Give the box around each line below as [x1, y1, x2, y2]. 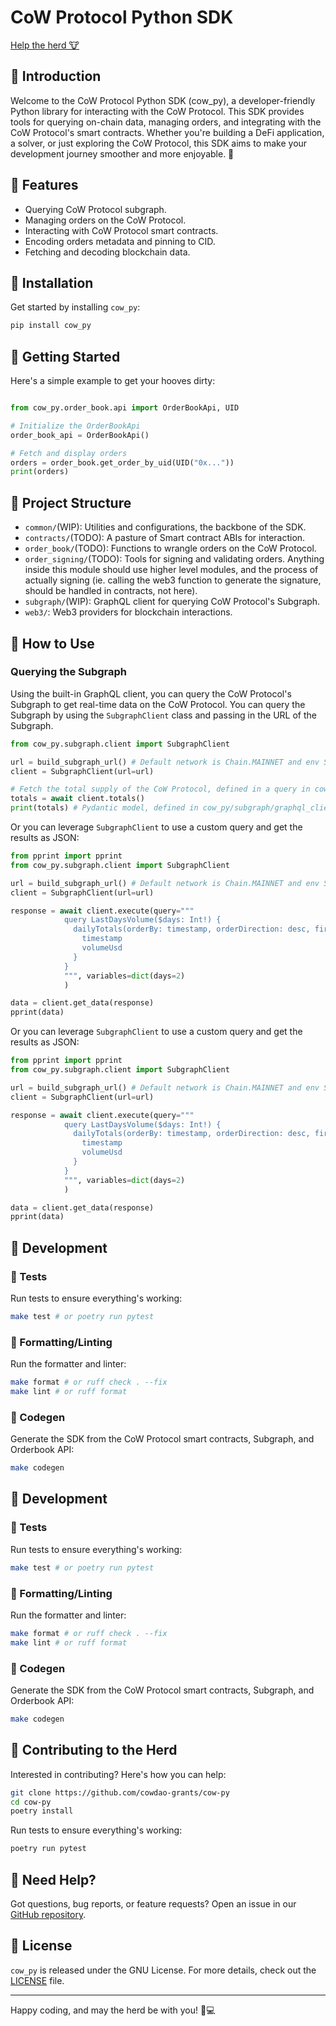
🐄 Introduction [10, 68, 102, 85]
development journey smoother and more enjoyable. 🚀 [10, 147, 235, 160]
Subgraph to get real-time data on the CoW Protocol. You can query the [10, 698, 306, 710]
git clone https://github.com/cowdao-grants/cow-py [10, 1787, 230, 1798]
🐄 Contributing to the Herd [10, 1742, 178, 1759]
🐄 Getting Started [10, 348, 121, 365]
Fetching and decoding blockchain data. [24, 246, 191, 258]
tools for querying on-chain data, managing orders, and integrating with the [10, 116, 322, 128]
